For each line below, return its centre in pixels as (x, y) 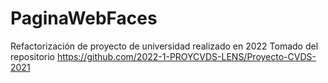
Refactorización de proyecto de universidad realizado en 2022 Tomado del (164, 46)
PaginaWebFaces (84, 18)
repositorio (32, 56)
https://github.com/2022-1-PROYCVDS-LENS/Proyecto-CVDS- (186, 56)
